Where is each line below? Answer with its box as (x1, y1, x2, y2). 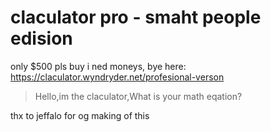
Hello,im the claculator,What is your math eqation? (34, 90, 243, 102)
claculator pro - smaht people (10, 6, 262, 29)
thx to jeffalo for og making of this (10, 109, 150, 121)
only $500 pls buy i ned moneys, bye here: (10, 60, 187, 72)
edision (10, 27, 73, 50)
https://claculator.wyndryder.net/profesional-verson (10, 71, 225, 83)
